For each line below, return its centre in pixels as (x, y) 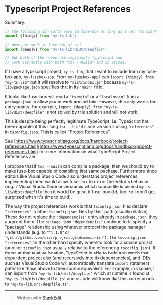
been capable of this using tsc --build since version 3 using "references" (80, 127)
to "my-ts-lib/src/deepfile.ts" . (38, 284)
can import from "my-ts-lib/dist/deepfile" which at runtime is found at (77, 273)
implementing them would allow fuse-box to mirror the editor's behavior (77, 182)
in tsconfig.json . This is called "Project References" (57, 132)
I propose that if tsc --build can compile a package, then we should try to (80, 166)
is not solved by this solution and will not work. (92, 112)
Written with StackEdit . (40, 298)
